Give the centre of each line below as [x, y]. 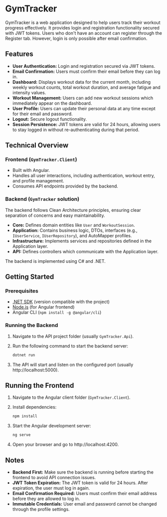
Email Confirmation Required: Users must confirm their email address [84, 493]
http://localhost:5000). [35, 370]
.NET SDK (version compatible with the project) [61, 302]
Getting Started [30, 277]
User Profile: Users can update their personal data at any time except [84, 108]
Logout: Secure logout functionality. [50, 119]
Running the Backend [32, 326]
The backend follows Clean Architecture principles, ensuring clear [73, 210]
